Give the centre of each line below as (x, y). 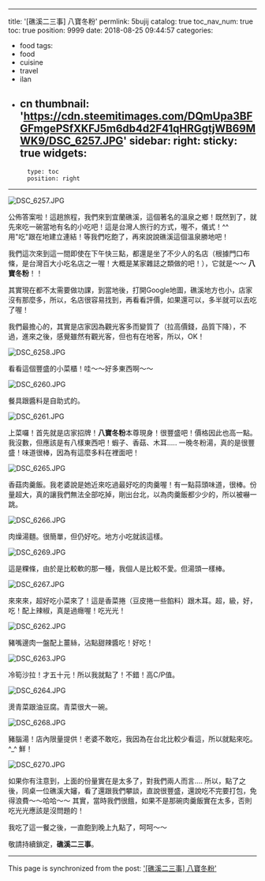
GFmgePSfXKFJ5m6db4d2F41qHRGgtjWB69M (138, 128)
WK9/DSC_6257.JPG (71, 141)
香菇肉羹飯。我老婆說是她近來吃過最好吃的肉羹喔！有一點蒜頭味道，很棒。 (129, 484)
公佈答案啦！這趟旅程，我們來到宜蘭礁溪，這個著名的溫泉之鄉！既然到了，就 (132, 216)
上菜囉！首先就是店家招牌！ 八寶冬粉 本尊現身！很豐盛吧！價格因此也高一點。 (132, 432)
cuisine (31, 62)
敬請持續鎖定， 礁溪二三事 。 (53, 844)
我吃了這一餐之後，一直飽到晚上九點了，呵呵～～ (88, 827)
